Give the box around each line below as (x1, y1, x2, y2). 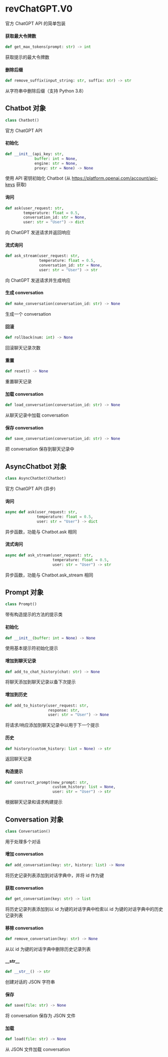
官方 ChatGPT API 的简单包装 (5, 20, 66, 26)
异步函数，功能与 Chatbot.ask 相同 (5, 528, 77, 535)
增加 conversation (5, 851, 44, 857)
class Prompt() (5, 602, 37, 607)
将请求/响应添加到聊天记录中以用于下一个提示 (5, 722, 100, 728)
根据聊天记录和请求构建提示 (5, 799, 63, 805)
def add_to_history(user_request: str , (5, 703, 89, 708)
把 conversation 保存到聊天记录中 (5, 446, 74, 452)
